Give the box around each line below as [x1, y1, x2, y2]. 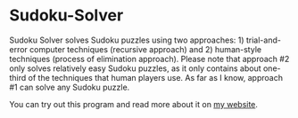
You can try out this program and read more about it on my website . [9, 98, 259, 109]
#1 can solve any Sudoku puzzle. [9, 82, 130, 92]
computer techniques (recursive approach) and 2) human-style [29, 43, 261, 54]
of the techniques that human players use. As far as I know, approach [28, 72, 284, 83]
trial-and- [245, 35, 281, 45]
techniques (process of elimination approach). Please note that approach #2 [9, 53, 290, 64]
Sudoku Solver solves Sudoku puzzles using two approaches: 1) [9, 35, 244, 45]
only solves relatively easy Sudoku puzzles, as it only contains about [9, 63, 261, 74]
